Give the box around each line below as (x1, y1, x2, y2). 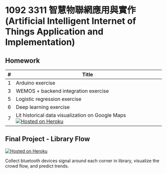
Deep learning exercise (15, 104, 70, 110)
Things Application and (5, 26, 103, 37)
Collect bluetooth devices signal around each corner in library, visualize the (5, 158, 160, 164)
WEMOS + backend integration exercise (15, 87, 109, 94)
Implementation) (5, 37, 76, 48)
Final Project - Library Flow (5, 135, 90, 143)
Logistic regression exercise (15, 95, 82, 102)
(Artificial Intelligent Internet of (5, 15, 137, 27)
